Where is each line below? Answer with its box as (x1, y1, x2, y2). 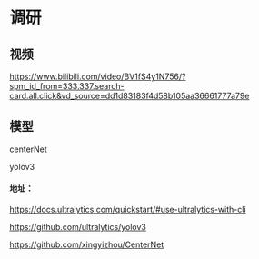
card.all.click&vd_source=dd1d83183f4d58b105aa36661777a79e (9, 91, 250, 101)
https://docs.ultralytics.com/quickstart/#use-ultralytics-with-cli (9, 204, 247, 215)
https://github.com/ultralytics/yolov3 (9, 222, 147, 233)
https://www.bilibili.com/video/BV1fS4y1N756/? (9, 71, 186, 82)
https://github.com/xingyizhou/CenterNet (9, 239, 164, 250)
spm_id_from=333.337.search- (9, 81, 125, 91)
